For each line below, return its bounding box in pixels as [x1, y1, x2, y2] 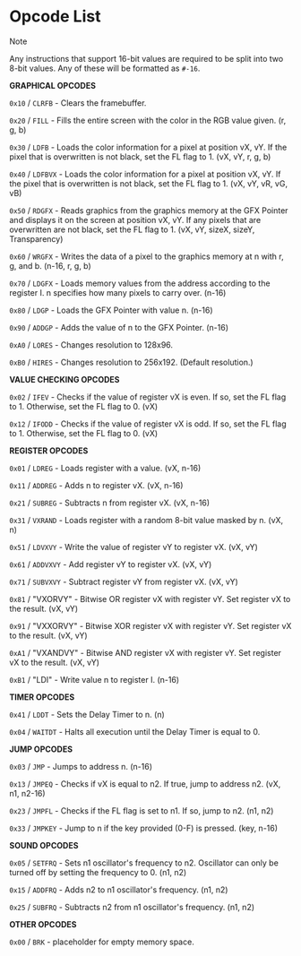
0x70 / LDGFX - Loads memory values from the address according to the [9, 278, 271, 289]
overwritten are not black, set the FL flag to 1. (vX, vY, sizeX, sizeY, [9, 224, 255, 235]
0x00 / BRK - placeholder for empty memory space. [9, 936, 194, 947]
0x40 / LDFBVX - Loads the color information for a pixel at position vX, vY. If [9, 168, 281, 179]
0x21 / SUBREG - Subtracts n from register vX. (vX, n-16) [9, 497, 211, 508]
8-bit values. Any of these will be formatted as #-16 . [9, 63, 201, 73]
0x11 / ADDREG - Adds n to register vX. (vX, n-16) [9, 479, 184, 490]
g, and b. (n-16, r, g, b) [9, 260, 91, 271]
